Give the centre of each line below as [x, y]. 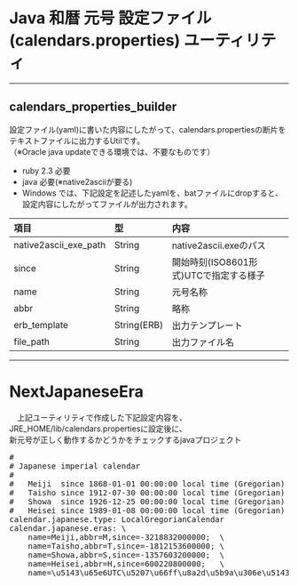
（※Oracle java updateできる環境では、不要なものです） [112, 151]
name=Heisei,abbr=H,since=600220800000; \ [126, 564]
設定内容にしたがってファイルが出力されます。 [107, 204]
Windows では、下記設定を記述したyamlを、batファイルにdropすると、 [153, 193]
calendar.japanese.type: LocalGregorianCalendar [117, 519]
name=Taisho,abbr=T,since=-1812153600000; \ [126, 546]
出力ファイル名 [203, 341]
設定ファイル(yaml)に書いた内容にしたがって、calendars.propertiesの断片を [148, 129]
